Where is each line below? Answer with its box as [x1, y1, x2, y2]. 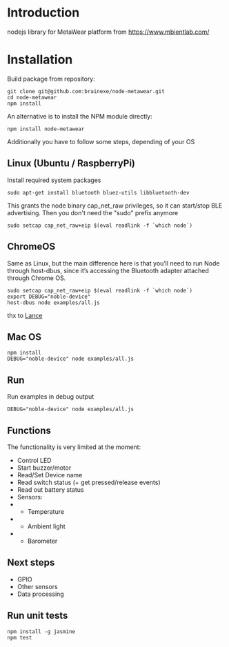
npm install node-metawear [7, 126, 85, 132]
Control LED [17, 456, 52, 464]
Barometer [27, 537, 58, 545]
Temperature [27, 507, 64, 515]
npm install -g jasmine [7, 628, 76, 635]
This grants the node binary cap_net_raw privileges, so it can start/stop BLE [7, 201, 223, 210]
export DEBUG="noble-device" [7, 293, 91, 300]
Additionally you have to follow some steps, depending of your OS [7, 137, 195, 146]
